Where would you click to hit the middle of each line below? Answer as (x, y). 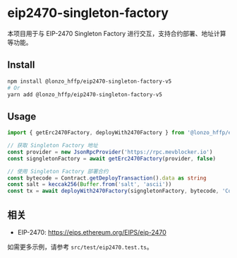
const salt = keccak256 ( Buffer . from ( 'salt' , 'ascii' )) (90, 184)
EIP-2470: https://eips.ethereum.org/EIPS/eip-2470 (92, 232)
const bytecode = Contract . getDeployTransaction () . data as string (107, 178)
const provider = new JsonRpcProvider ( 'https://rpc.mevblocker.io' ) (110, 152)
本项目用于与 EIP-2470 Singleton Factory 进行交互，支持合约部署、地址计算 (117, 33)
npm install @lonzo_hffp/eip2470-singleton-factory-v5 (90, 81)
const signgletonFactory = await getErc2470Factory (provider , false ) (112, 158)
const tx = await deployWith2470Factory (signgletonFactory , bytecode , (113, 191)
